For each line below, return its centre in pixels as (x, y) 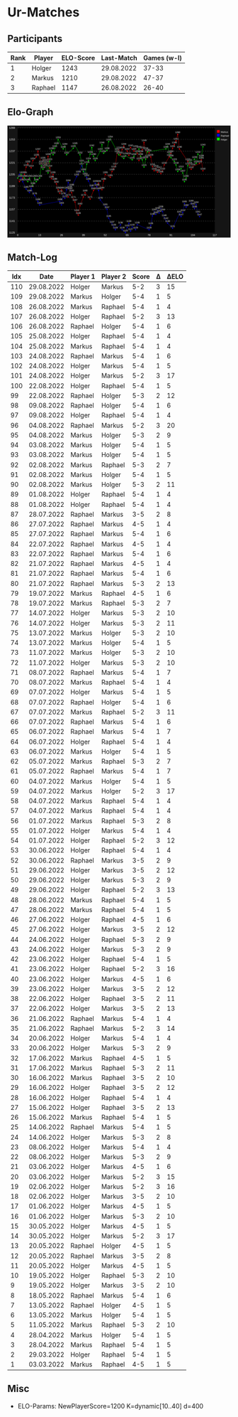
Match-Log (33, 257)
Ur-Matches (44, 12)
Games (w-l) (162, 58)
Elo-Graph (30, 112)
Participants (35, 39)
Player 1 (83, 276)
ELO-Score (78, 58)
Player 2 (114, 276)
